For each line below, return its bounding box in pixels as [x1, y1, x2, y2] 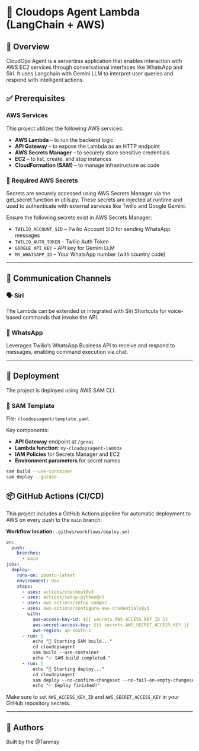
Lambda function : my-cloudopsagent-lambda [14, 445, 122, 452]
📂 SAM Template [6, 401, 55, 410]
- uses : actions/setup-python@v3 [21, 594, 105, 600]
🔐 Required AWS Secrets [6, 176, 78, 185]
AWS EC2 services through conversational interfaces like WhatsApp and [6, 64, 182, 71]
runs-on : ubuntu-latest [17, 572, 76, 578]
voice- [168, 307, 184, 314]
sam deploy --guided [6, 474, 57, 480]
